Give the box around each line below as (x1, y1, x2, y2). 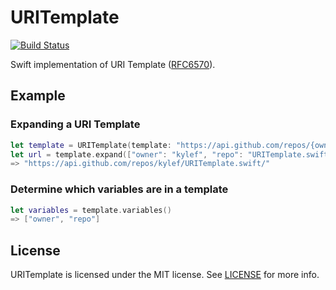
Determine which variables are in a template (10, 182, 229, 196)
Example (10, 87, 66, 105)
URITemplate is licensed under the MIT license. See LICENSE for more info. (10, 269, 320, 281)
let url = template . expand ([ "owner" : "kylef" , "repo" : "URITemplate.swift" (10, 149, 333, 160)
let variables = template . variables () (10, 205, 172, 215)
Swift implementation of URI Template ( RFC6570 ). (10, 58, 216, 70)
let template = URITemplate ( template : (10, 140, 172, 150)
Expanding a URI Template (10, 117, 141, 131)
